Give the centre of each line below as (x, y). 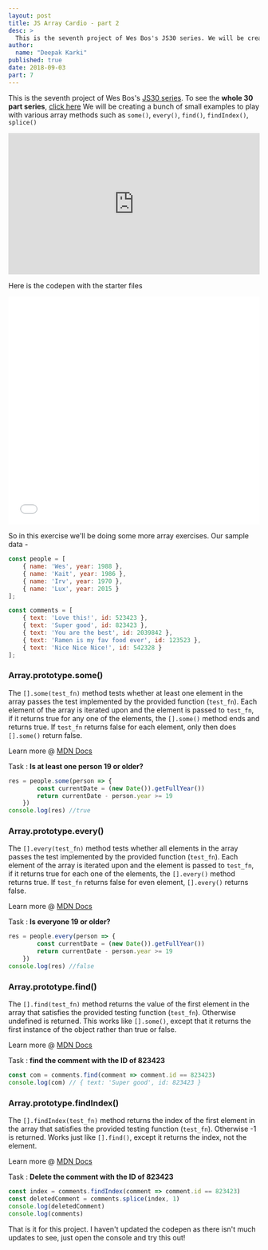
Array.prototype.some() (56, 676)
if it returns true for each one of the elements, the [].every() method (122, 874)
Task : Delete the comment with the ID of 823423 (91, 1177)
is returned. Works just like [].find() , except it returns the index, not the (128, 1137)
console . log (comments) (46, 1214)
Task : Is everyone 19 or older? (59, 922)
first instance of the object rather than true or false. (93, 1030)
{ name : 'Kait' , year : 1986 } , (75, 573)
